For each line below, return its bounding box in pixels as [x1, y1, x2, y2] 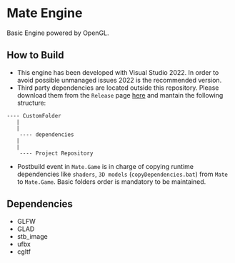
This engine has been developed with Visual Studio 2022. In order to [16, 68, 219, 76]
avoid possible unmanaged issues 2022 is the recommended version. [16, 76, 222, 84]
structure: [16, 98, 46, 107]
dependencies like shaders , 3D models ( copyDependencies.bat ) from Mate [16, 170, 228, 178]
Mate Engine [6, 5, 83, 21]
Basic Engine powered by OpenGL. [6, 29, 109, 37]
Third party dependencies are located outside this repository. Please [16, 83, 219, 92]
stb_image [16, 232, 48, 240]
